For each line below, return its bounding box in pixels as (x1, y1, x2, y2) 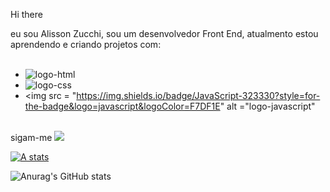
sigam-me (10, 132, 53, 143)
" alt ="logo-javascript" (219, 100, 316, 112)
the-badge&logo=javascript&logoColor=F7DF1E (24, 100, 221, 112)
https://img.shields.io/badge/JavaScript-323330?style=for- (76, 90, 321, 101)
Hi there (10, 9, 43, 20)
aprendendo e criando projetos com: (10, 39, 162, 50)
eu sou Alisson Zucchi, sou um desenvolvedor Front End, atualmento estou (10, 28, 319, 39)
